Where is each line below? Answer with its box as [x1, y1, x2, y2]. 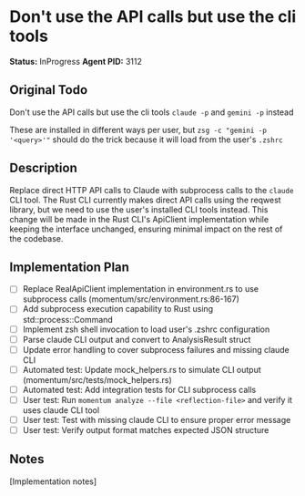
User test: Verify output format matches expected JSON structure [22, 424, 269, 435]
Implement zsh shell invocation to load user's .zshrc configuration [22, 324, 270, 335]
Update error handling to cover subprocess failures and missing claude [22, 344, 290, 355]
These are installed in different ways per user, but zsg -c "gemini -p [9, 124, 267, 135]
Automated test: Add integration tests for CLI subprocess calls [22, 384, 257, 395]
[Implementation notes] [9, 476, 97, 487]
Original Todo [9, 82, 88, 98]
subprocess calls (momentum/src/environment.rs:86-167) [22, 294, 239, 305]
